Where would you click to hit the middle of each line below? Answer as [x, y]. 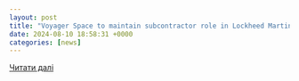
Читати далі [32, 68]
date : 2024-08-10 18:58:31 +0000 [71, 34]
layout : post [33, 17]
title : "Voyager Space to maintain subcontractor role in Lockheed [137, 26]
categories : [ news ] [45, 42]
